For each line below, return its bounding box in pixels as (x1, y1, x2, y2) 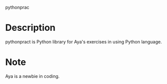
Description (5, 22, 56, 33)
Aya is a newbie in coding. (5, 73, 60, 79)
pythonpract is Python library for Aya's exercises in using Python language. (5, 38, 162, 45)
